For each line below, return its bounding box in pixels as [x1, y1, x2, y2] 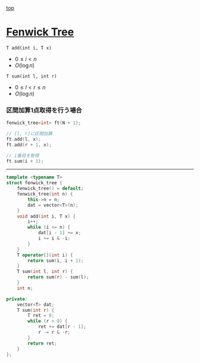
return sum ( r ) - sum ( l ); [27, 274, 89, 280]
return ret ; [27, 340, 58, 346]
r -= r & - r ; [37, 330, 70, 336]
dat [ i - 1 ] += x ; [37, 230, 82, 236]
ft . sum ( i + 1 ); [6, 158, 44, 164]
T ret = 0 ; [27, 312, 55, 319]
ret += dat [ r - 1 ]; [37, 324, 86, 330]
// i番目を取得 [6, 153, 40, 159]
